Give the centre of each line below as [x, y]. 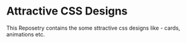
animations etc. [26, 34]
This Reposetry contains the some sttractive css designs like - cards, [93, 28]
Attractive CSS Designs [67, 11]
